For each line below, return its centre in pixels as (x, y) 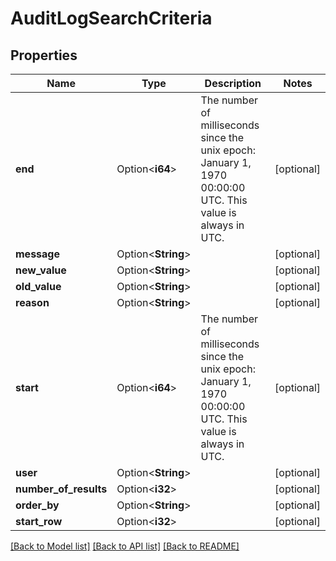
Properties (44, 55)
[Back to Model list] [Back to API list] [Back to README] (125, 546)
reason (32, 302)
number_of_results (61, 489)
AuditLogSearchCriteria (111, 18)
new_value (41, 270)
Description (233, 83)
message (37, 254)
